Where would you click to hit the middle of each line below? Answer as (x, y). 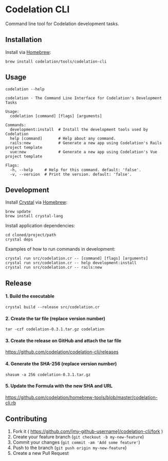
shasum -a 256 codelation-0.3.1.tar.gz (48, 375)
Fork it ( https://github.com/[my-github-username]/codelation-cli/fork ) (88, 431)
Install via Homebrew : (28, 52)
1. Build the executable (30, 296)
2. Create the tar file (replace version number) (55, 318)
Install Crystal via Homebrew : (36, 202)
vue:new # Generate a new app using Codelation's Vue (84, 152)
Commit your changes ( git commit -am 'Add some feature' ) (76, 442)
